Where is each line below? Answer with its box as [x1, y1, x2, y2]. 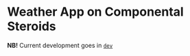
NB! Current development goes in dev [7, 41, 113, 49]
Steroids [7, 18, 56, 34]
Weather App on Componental [7, 4, 184, 20]
